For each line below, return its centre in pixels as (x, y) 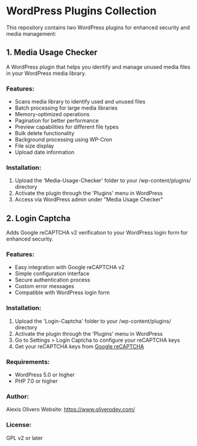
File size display (35, 146)
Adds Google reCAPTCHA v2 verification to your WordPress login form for (97, 233)
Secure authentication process (52, 280)
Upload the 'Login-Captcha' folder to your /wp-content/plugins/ (93, 321)
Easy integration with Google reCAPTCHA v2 (70, 267)
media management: (31, 33)
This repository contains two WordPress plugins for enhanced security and (98, 27)
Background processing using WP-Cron (63, 140)
